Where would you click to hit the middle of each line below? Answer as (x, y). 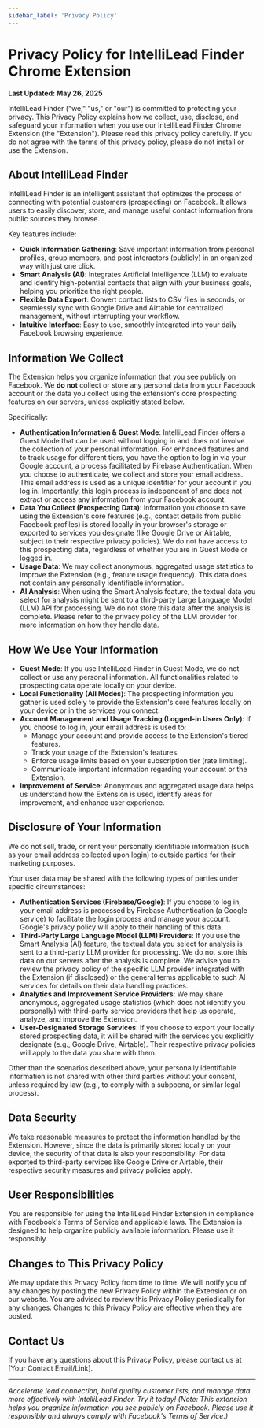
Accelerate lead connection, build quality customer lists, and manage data (129, 1391)
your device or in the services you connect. (90, 710)
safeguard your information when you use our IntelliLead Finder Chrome (125, 125)
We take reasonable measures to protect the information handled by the (125, 1137)
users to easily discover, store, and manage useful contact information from (131, 210)
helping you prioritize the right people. (81, 291)
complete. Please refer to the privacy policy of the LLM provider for (128, 617)
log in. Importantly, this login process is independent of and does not (131, 491)
